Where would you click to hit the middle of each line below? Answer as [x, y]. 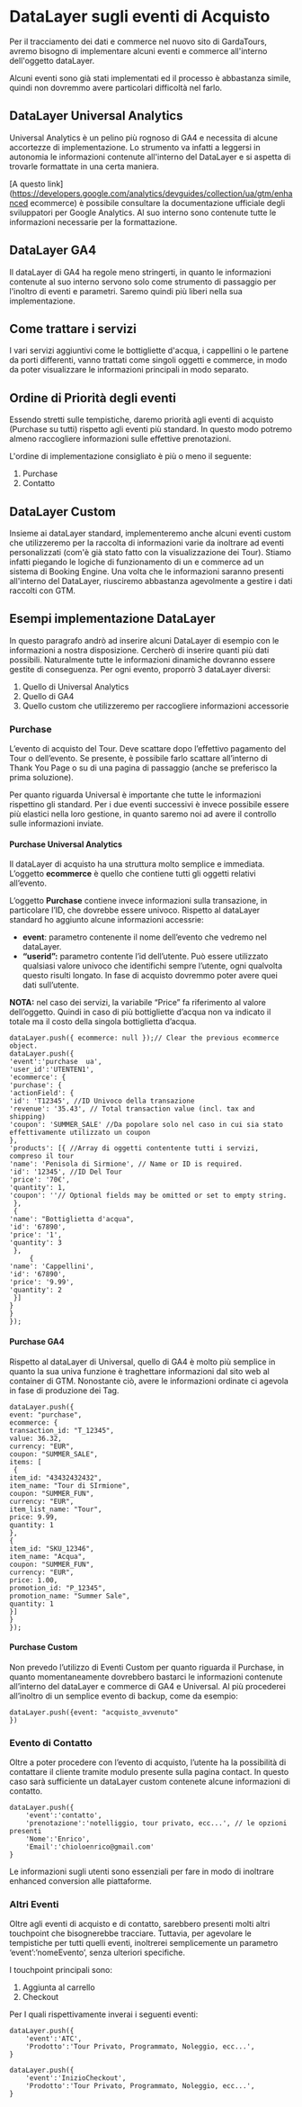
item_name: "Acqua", [48, 1556]
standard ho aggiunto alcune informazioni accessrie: [107, 920]
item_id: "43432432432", [56, 1478]
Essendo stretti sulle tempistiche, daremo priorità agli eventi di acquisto [142, 419]
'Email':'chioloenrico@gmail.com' [90, 1847]
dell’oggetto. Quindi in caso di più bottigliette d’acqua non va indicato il [140, 1012]
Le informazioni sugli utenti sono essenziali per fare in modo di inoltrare [142, 1872]
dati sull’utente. [50, 985]
